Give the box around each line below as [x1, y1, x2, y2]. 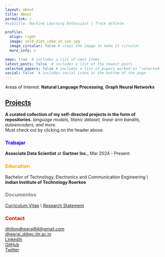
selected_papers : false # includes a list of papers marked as [5, 66, 137, 71]
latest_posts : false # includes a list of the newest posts [5, 61, 133, 66]
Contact [5, 215, 25, 222]
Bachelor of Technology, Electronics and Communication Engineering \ [5, 174, 148, 180]
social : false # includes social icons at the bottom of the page [5, 71, 146, 76]
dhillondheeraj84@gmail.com [5, 226, 65, 232]
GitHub [5, 242, 20, 248]
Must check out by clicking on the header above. [5, 127, 104, 133]
